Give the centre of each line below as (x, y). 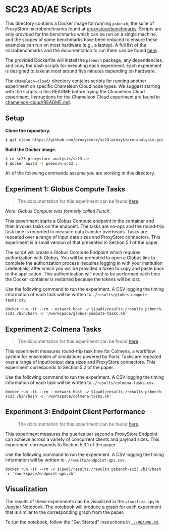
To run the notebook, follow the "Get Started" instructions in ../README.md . (82, 522)
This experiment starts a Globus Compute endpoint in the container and (80, 221)
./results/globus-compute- (121, 295)
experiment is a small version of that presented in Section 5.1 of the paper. (82, 242)
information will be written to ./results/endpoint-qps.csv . (66, 460)
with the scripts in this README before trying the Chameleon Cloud (75, 91)
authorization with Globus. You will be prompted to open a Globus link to (80, 258)
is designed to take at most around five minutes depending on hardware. (81, 71)
